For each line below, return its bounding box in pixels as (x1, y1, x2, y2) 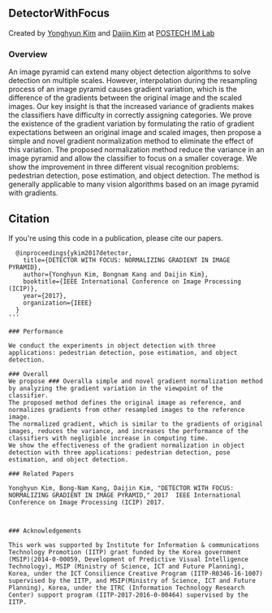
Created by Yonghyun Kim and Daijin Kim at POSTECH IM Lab (8, 28, 215, 37)
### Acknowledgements (8, 527, 82, 535)
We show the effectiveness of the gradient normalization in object (8, 441, 245, 449)
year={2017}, (23, 291, 67, 300)
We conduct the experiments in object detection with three (8, 341, 217, 349)
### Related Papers (8, 470, 75, 478)
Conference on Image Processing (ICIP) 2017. (8, 498, 165, 506)
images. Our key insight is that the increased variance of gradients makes (8, 102, 254, 112)
